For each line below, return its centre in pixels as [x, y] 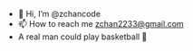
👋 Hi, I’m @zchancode [59, 14]
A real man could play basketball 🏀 [82, 37]
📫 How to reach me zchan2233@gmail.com [101, 24]
